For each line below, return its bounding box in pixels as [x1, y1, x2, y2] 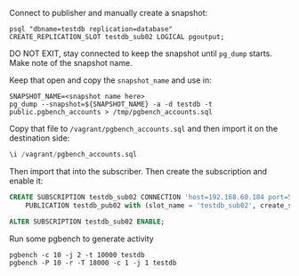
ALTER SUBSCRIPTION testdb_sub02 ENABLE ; [9, 217, 166, 226]
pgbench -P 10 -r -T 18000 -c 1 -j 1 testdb [9, 258, 177, 267]
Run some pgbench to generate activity [9, 233, 154, 244]
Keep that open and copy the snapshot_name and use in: [9, 75, 212, 85]
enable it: [9, 175, 44, 186]
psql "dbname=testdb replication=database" [9, 25, 174, 34]
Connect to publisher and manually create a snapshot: [9, 8, 208, 18]
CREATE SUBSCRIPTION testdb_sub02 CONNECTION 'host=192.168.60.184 [9, 192, 265, 201]
